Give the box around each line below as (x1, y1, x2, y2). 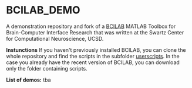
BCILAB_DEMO (6, 3, 80, 17)
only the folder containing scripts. (6, 65, 88, 72)
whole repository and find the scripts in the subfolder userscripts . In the (6, 52, 180, 59)
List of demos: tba (6, 76, 51, 83)
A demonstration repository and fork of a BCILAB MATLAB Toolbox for (6, 23, 176, 30)
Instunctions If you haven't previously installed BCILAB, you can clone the (6, 46, 186, 53)
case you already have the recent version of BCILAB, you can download (6, 59, 180, 66)
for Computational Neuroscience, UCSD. (6, 35, 104, 42)
